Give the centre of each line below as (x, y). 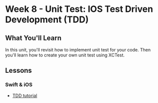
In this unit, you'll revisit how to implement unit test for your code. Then (78, 50)
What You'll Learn (33, 38)
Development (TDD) (47, 20)
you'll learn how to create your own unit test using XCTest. (65, 55)
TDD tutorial (25, 96)
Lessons (19, 71)
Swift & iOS (19, 85)
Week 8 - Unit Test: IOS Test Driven (79, 9)
